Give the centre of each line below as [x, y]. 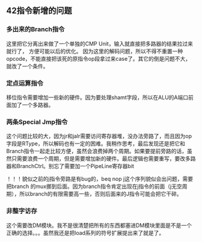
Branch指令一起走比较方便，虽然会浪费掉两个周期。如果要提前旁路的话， [97, 151]
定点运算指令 [25, 83]
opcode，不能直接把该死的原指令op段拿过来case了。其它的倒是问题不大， [99, 58]
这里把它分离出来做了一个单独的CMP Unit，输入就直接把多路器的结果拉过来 [100, 43]
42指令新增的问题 [39, 11]
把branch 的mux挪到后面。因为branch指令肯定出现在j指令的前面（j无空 [94, 186]
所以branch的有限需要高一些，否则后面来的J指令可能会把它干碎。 [100, 194]
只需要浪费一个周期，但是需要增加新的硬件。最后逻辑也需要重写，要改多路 [103, 159]
